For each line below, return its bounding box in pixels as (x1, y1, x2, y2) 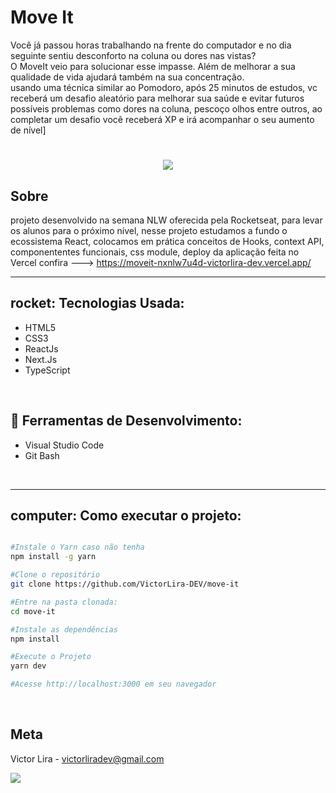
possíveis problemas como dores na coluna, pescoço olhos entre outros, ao (10, 102, 323, 115)
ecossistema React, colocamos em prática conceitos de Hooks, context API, (10, 235, 325, 247)
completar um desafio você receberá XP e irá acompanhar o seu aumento (10, 113, 315, 125)
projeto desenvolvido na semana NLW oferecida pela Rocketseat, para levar (10, 214, 323, 226)
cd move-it (10, 606, 56, 616)
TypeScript (24, 364, 71, 376)
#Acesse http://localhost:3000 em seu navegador (10, 679, 217, 690)
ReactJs (24, 342, 59, 355)
